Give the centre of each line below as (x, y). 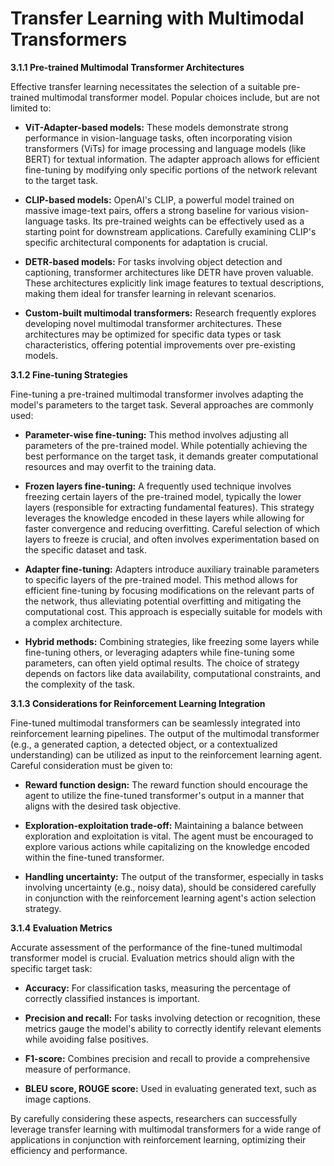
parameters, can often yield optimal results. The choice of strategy (162, 663)
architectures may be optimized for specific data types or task (153, 334)
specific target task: (51, 968)
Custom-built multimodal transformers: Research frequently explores (170, 313)
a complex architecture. (73, 622)
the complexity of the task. (80, 684)
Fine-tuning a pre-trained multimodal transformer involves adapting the (157, 394)
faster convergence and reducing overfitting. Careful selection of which (172, 528)
